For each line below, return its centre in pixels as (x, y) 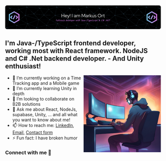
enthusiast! (23, 66)
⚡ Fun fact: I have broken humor (45, 138)
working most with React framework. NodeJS (77, 50)
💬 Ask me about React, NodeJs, (45, 109)
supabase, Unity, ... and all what (45, 115)
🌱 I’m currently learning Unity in (44, 89)
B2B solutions (26, 104)
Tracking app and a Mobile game (46, 83)
